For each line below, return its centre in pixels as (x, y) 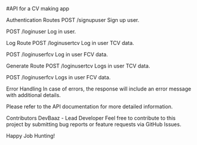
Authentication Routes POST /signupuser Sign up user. (73, 20)
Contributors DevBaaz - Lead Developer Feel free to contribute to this (91, 118)
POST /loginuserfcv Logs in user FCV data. (59, 77)
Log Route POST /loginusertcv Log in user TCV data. (70, 43)
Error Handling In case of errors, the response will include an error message (98, 89)
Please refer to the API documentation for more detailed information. (90, 107)
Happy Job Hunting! (30, 136)
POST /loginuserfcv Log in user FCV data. (57, 54)
